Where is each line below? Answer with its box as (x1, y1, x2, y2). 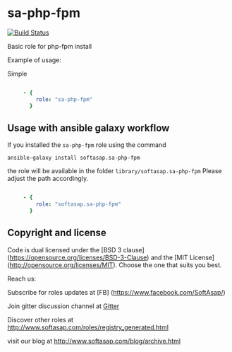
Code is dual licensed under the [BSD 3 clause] (7, 245, 145, 254)
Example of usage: (7, 55, 62, 64)
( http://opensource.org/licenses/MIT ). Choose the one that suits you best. (7, 260, 222, 269)
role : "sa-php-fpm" (35, 95, 93, 103)
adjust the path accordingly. (7, 175, 89, 183)
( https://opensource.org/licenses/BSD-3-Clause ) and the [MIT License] (7, 253, 215, 262)
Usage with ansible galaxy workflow (7, 122, 170, 134)
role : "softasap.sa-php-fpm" (35, 201, 121, 208)
